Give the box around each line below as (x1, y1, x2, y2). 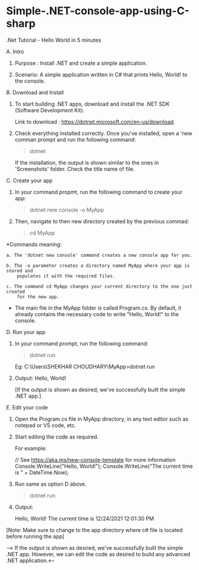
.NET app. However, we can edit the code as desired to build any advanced (6, 550, 191, 558)
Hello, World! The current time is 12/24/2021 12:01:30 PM (14, 515, 154, 522)
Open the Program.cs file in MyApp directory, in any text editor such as (14, 415, 189, 423)
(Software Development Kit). (14, 106, 85, 114)
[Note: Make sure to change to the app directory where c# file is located (6, 526, 183, 533)
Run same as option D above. (14, 480, 87, 487)
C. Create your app (6, 177, 53, 184)
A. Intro (6, 48, 24, 55)
